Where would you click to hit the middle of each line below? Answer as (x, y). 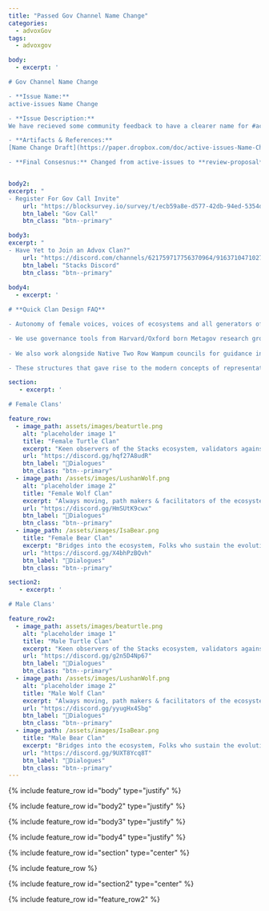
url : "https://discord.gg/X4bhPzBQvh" (87, 553)
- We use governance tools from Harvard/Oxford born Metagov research (128, 338)
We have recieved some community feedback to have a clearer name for (128, 126)
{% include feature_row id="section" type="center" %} (99, 853)
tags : (17, 38)
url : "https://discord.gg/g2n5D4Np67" (87, 656)
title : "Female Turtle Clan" (71, 441)
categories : (28, 23)
